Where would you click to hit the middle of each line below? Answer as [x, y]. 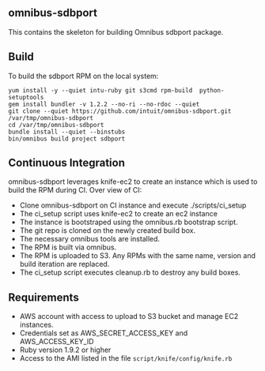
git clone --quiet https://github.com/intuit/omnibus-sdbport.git [120, 111]
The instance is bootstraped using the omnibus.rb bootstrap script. [129, 222]
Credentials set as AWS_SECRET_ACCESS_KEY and [104, 333]
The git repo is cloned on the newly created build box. [108, 230]
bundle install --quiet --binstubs [67, 132]
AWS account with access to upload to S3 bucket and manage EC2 [129, 317]
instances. [36, 325]
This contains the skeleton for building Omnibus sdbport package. [116, 32]
